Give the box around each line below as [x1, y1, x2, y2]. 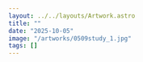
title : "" [8, 19, 42, 27]
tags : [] [8, 42, 38, 50]
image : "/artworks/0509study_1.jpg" [8, 34, 132, 43]
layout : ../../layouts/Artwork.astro [8, 11, 136, 20]
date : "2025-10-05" [8, 27, 74, 35]
